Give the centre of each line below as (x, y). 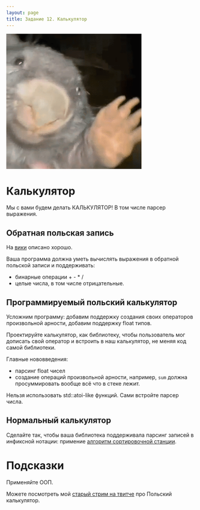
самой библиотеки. (31, 348)
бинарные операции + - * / (49, 277)
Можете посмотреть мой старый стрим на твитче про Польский (89, 494)
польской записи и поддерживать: (51, 266)
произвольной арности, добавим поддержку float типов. (79, 323)
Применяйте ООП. (30, 482)
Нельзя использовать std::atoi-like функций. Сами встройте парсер (92, 395)
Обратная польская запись (60, 233)
